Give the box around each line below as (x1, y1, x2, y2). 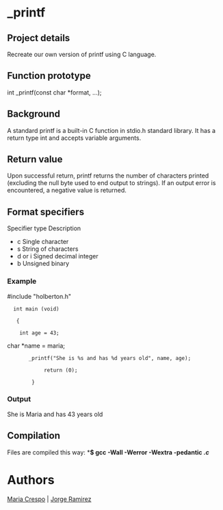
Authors (7, 472, 55, 487)
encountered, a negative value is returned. (7, 186, 127, 195)
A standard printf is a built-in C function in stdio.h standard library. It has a (7, 126, 216, 134)
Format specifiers (7, 206, 84, 217)
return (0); (43, 367, 78, 374)
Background (7, 108, 60, 120)
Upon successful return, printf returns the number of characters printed (7, 171, 209, 180)
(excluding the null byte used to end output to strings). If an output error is (7, 179, 216, 187)
